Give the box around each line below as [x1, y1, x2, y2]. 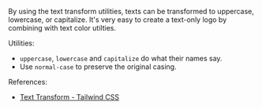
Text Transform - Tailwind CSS [19, 93, 120, 101]
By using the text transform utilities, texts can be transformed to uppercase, [8, 7, 255, 16]
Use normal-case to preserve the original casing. [19, 62, 177, 71]
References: [8, 78, 47, 86]
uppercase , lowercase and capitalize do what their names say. [19, 54, 223, 63]
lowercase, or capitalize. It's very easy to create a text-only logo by [8, 15, 227, 24]
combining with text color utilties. [8, 24, 117, 32]
